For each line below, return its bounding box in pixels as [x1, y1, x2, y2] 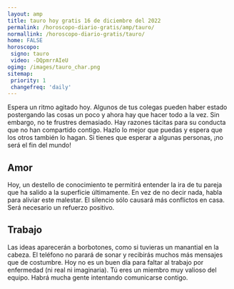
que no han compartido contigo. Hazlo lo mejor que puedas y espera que [7, 126, 223, 134]
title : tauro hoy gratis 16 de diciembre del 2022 [7, 17, 161, 24]
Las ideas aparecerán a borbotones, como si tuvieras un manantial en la [7, 243, 219, 251]
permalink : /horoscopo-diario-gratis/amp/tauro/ [7, 24, 155, 31]
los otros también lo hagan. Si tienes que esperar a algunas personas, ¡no [7, 133, 223, 142]
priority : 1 [10, 76, 46, 84]
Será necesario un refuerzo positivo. [7, 203, 115, 212]
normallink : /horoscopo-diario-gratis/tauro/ [7, 30, 145, 38]
